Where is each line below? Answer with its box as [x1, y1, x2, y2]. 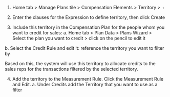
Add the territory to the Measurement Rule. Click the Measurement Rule [12, 76, 164, 82]
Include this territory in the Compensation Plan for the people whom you [12, 24, 165, 30]
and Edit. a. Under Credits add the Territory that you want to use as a [12, 82, 158, 87]
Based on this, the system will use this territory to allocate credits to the [5, 61, 156, 66]
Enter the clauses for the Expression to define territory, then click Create [12, 14, 165, 20]
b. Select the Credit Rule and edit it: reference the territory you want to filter [5, 45, 164, 51]
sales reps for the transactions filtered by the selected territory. [5, 66, 139, 72]
